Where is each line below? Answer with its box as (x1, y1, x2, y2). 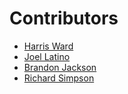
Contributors (9, 7, 119, 30)
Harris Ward (23, 40, 74, 52)
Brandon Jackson (23, 61, 97, 73)
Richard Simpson (23, 72, 95, 84)
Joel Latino (23, 50, 71, 62)
